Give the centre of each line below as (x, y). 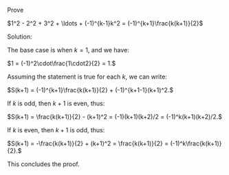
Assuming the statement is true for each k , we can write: (87, 76)
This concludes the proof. (44, 164)
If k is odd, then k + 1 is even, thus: (56, 103)
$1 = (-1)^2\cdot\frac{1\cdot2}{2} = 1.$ (62, 63)
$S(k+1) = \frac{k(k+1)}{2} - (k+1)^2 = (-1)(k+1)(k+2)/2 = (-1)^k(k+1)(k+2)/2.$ (115, 117)
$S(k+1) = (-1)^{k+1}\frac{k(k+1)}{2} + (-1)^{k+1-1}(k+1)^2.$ (90, 90)
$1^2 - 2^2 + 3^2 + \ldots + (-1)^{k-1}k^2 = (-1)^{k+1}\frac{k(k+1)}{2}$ (105, 23)
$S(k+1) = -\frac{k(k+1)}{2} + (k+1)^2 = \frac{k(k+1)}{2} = (88, 143)
